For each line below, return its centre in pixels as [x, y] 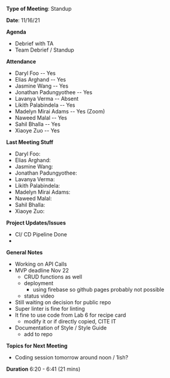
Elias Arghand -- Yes [40, 79]
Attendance [21, 61]
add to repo [38, 334]
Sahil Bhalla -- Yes [38, 124]
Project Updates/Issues [36, 223]
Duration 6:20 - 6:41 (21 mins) [43, 369]
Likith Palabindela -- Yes [45, 105]
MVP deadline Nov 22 [42, 270]
